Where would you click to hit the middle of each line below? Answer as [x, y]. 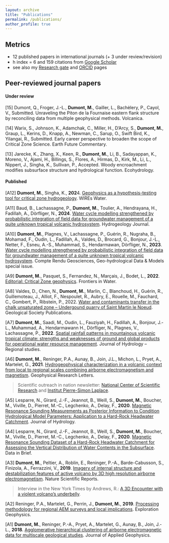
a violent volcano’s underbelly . [49, 494]
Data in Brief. [19, 453]
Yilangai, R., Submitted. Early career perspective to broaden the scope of [81, 139]
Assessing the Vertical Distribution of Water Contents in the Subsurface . [80, 447]
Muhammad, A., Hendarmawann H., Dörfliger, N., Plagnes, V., [75, 328]
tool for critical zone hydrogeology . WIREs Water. [56, 198]
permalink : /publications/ [34, 19]
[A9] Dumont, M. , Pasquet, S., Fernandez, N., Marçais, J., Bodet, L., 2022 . [82, 276]
